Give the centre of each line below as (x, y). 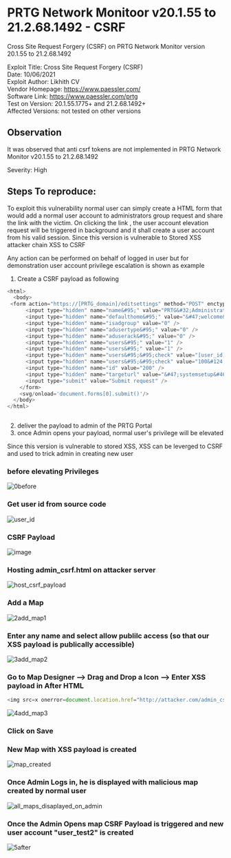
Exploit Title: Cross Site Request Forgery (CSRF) (75, 67)
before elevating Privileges (53, 472)
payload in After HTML (46, 685)
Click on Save (30, 731)
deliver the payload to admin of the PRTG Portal (85, 426)
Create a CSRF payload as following (68, 279)
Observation (34, 133)
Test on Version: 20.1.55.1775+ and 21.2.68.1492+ (77, 103)
